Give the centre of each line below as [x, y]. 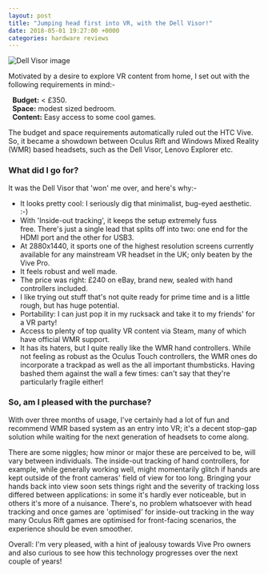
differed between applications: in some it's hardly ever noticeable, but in [127, 494]
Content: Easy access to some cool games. [84, 118]
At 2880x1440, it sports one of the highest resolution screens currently [137, 245]
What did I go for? [44, 170]
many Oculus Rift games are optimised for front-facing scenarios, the [122, 520]
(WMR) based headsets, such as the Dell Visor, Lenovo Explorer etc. [121, 149]
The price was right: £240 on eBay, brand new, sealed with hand [126, 280]
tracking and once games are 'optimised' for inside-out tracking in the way [131, 512]
